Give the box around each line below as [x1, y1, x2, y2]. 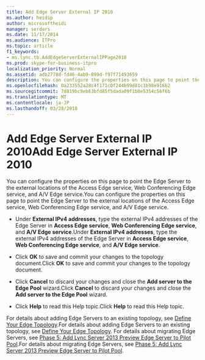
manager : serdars [6, 26, 51, 32]
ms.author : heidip [6, 15, 53, 21]
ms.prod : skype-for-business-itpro [6, 60, 97, 66]
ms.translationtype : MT [6, 94, 67, 100]
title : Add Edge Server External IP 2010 [6, 9, 113, 15]
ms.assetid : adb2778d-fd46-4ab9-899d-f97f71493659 [6, 71, 138, 77]
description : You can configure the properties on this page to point [6, 77, 190, 83]
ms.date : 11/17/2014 [6, 32, 59, 38]
